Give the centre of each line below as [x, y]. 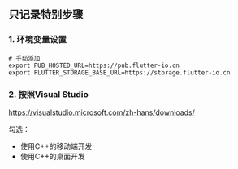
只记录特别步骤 [46, 15]
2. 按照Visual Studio [49, 94]
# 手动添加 [24, 58]
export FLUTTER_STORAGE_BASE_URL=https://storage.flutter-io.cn [119, 72]
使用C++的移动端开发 [56, 146]
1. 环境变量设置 [38, 40]
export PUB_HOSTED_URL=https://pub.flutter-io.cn [94, 65]
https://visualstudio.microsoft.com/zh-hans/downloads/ [102, 112]
